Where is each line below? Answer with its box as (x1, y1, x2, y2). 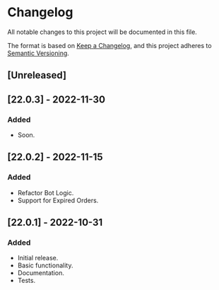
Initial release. (17, 254, 59, 262)
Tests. (17, 277, 36, 285)
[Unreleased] (7, 69, 67, 81)
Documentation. (17, 269, 65, 277)
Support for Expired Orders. (17, 196, 99, 204)
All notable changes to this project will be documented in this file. (7, 28, 198, 36)
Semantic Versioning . (7, 49, 69, 57)
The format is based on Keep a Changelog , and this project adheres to (7, 41, 212, 50)
